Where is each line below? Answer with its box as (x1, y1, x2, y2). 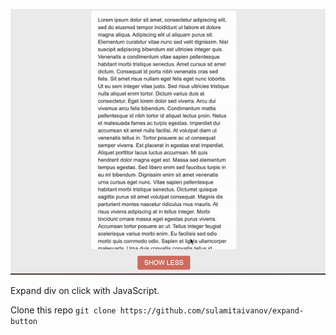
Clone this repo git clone (10, 304, 117, 316)
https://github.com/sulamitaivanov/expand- (119, 306, 305, 316)
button (10, 317, 38, 327)
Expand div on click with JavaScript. (10, 285, 160, 297)
